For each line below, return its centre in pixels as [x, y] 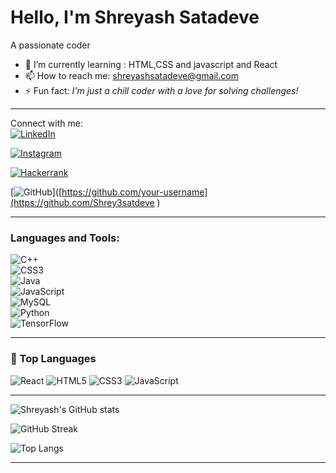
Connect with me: [46, 123]
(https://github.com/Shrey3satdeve [82, 202]
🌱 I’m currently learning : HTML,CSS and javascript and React [151, 64]
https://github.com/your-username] [134, 192]
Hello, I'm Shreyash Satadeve [135, 17]
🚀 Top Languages [53, 359]
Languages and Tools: [65, 238]
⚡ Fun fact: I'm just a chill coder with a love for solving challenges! [161, 90]
